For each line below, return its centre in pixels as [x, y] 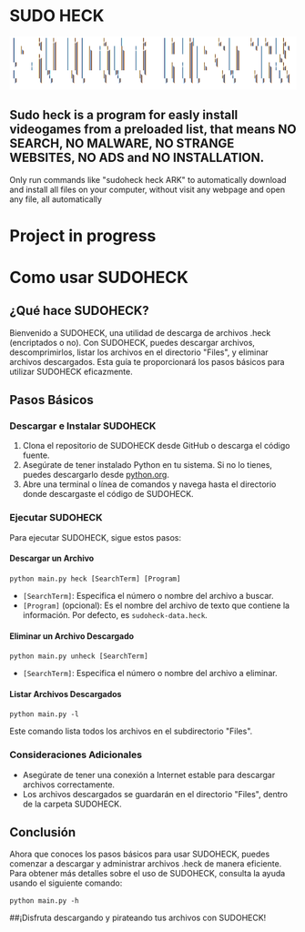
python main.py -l [44, 714]
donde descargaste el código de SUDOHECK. [108, 494]
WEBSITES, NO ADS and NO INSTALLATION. [137, 158]
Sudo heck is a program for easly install [124, 115]
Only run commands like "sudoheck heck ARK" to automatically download [148, 179]
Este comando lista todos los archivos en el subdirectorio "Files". [131, 731]
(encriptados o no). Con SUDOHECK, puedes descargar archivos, [132, 342]
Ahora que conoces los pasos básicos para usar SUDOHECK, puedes [140, 854]
